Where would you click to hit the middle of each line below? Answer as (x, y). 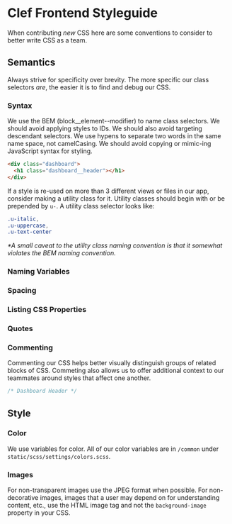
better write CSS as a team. (47, 40)
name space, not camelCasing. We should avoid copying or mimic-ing (109, 144)
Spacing (22, 291)
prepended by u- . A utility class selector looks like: (81, 206)
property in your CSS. (39, 513)
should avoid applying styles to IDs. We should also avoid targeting (105, 128)
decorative (23, 498)
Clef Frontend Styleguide (82, 13)
